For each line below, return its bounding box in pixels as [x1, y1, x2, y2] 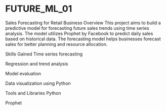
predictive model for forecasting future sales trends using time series [5, 25, 149, 31]
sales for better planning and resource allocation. [5, 41, 108, 47]
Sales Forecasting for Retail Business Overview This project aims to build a [5, 20, 161, 26]
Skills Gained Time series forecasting [5, 51, 83, 57]
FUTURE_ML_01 [5, 3, 72, 15]
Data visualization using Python [5, 80, 71, 86]
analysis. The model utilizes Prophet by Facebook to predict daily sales [5, 30, 153, 36]
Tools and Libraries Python [5, 90, 61, 96]
